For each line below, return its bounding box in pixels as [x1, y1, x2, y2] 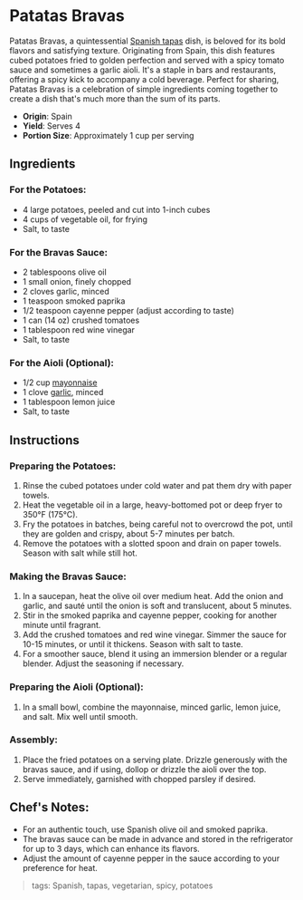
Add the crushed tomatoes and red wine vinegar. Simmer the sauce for [22, 629, 288, 640]
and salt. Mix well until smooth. [22, 711, 138, 721]
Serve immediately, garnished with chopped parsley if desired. [22, 773, 256, 784]
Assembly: [9, 733, 59, 746]
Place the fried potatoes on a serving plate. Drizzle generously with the [22, 754, 288, 765]
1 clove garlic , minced [22, 387, 104, 398]
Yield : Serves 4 [22, 120, 81, 131]
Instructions [9, 432, 80, 448]
